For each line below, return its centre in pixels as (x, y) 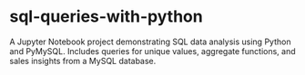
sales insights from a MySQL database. (83, 61)
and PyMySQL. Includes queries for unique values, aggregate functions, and (152, 51)
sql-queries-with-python (106, 17)
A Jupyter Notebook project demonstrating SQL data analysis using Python (150, 42)
